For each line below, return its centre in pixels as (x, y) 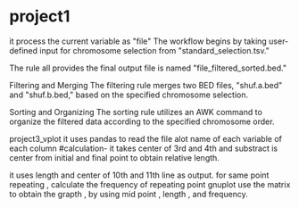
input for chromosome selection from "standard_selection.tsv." (155, 50)
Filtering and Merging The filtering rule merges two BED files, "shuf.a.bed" (146, 85)
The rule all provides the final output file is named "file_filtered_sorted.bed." (148, 68)
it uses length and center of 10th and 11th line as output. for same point (139, 175)
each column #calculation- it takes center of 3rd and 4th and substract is (144, 148)
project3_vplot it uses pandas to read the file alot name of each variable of (146, 138)
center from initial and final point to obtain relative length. (115, 157)
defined (24, 50)
